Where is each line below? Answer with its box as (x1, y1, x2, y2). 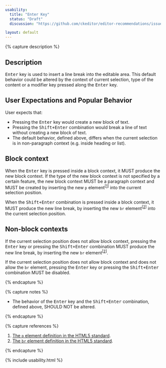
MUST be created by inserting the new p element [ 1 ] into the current (5, 183, 142, 190)
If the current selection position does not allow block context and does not (5, 259, 157, 265)
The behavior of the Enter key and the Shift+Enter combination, (12, 298, 150, 304)
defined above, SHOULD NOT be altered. (12, 304, 96, 310)
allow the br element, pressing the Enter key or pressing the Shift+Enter (5, 264, 159, 271)
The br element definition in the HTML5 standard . (12, 338, 114, 344)
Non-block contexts (5, 225, 68, 233)
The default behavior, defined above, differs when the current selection (12, 135, 158, 141)
